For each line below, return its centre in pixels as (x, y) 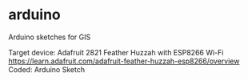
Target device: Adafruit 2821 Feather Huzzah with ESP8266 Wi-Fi (116, 52)
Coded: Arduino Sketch (47, 69)
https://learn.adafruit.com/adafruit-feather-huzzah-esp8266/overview (124, 61)
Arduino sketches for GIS (50, 37)
